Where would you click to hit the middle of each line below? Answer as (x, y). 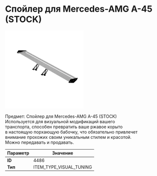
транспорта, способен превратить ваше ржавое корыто (64, 127)
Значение (63, 153)
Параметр (18, 153)
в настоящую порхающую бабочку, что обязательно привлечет (71, 132)
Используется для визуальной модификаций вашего (60, 121)
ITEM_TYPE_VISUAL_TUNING (63, 167)
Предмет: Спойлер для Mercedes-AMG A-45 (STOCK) (61, 116)
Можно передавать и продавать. (40, 142)
